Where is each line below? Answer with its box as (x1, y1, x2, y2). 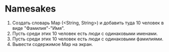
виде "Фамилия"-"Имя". (12, 25, 65, 31)
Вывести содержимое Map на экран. (12, 41, 93, 47)
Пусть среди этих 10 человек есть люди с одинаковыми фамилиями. (12, 36, 164, 42)
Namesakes (5, 3, 56, 15)
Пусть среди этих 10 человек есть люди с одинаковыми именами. (12, 30, 158, 36)
